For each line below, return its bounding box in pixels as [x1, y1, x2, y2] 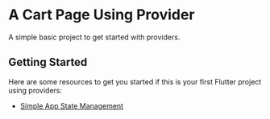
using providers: [8, 85, 63, 95]
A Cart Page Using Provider [8, 6, 195, 24]
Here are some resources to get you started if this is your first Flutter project [8, 76, 262, 86]
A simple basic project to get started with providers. [8, 32, 181, 42]
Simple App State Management [19, 101, 123, 110]
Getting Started [8, 55, 88, 69]
